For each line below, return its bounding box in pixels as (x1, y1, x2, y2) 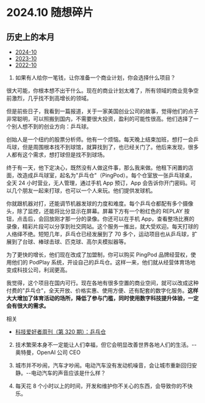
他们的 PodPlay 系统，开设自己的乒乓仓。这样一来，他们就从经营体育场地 (11, 259, 196, 266)
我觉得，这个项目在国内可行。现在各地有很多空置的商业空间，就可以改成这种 (6, 279, 199, 286)
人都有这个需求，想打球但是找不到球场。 (6, 151, 108, 158)
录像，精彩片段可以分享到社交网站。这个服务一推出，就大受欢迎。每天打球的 (6, 223, 199, 230)
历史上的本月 (6, 32, 55, 42)
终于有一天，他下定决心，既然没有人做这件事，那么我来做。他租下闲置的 (6, 164, 188, 171)
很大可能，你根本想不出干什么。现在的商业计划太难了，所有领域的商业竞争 (6, 87, 193, 94)
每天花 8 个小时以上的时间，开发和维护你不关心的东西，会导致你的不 (15, 382, 188, 390)
